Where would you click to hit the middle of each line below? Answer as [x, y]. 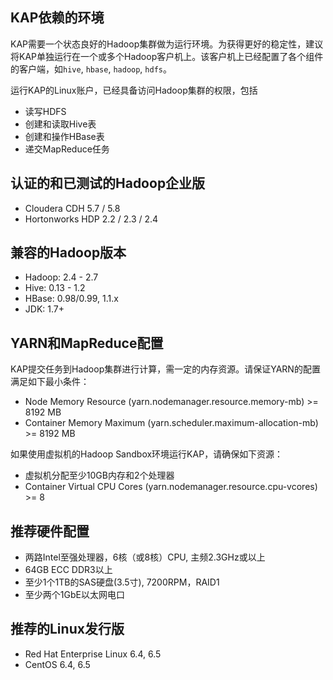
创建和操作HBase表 [64, 136]
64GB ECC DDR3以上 [68, 570]
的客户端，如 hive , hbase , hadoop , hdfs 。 [91, 69]
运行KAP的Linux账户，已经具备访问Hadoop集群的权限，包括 [134, 90]
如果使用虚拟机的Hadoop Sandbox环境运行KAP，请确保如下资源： [147, 454]
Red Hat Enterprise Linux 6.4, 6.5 [93, 654]
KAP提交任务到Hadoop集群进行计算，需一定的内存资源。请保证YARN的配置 [165, 369]
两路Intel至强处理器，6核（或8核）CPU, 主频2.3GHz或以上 [145, 557]
